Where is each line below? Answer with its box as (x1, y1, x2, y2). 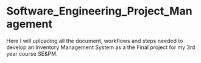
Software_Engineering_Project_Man (6, 4, 193, 18)
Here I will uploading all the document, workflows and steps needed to (6, 37, 183, 44)
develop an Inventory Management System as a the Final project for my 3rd (6, 44, 196, 51)
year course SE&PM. (6, 50, 58, 57)
